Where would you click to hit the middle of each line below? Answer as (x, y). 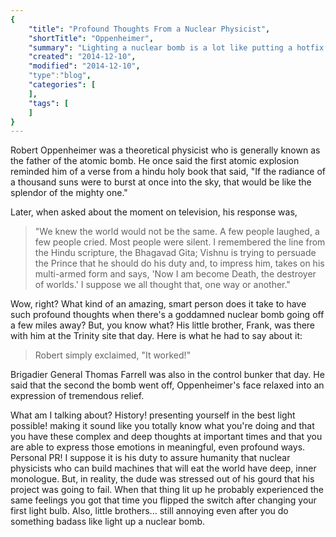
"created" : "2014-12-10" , (82, 57)
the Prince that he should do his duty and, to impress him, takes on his (179, 263)
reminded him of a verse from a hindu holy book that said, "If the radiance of (168, 172)
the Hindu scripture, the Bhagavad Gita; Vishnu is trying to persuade (175, 253)
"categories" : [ (62, 85)
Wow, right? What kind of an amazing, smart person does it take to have (158, 304)
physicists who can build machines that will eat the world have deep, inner (163, 468)
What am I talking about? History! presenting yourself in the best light (153, 415)
